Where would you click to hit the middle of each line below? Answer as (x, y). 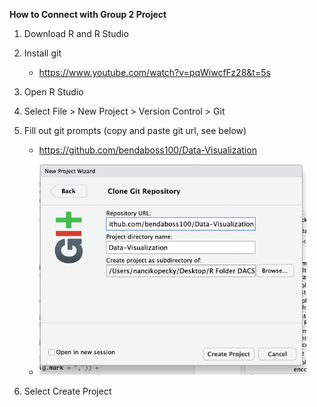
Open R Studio (53, 92)
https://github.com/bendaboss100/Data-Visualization (147, 150)
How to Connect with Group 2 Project (88, 14)
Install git (42, 53)
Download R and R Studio (76, 33)
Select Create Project (67, 391)
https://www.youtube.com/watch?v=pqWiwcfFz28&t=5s (154, 72)
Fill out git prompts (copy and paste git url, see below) (135, 130)
